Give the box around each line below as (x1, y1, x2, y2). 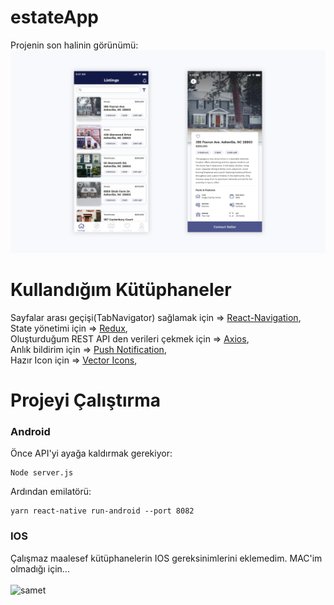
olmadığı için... (10, 562, 70, 575)
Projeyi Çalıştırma (10, 389, 161, 411)
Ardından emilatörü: (10, 486, 92, 498)
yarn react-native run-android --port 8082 (10, 506, 195, 516)
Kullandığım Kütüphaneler (10, 278, 232, 301)
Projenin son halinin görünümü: (10, 39, 139, 51)
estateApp (10, 6, 99, 29)
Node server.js (10, 468, 74, 478)
